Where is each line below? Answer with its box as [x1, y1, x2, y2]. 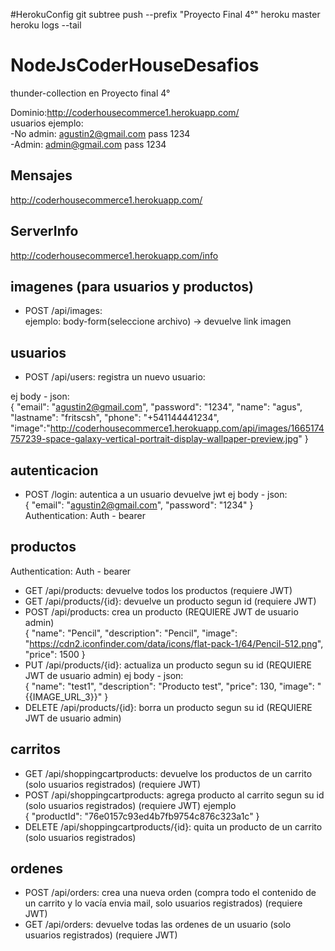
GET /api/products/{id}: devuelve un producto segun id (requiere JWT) [24, 595, 317, 607]
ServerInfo [10, 223, 79, 240]
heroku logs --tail [10, 19, 82, 31]
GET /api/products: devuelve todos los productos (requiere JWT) [24, 584, 293, 596]
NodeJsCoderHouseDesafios [10, 54, 260, 77]
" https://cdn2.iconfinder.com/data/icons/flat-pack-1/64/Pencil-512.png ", [24, 637, 324, 649]
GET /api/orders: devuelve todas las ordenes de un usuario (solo [24, 919, 292, 931]
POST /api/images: [24, 305, 103, 317]
